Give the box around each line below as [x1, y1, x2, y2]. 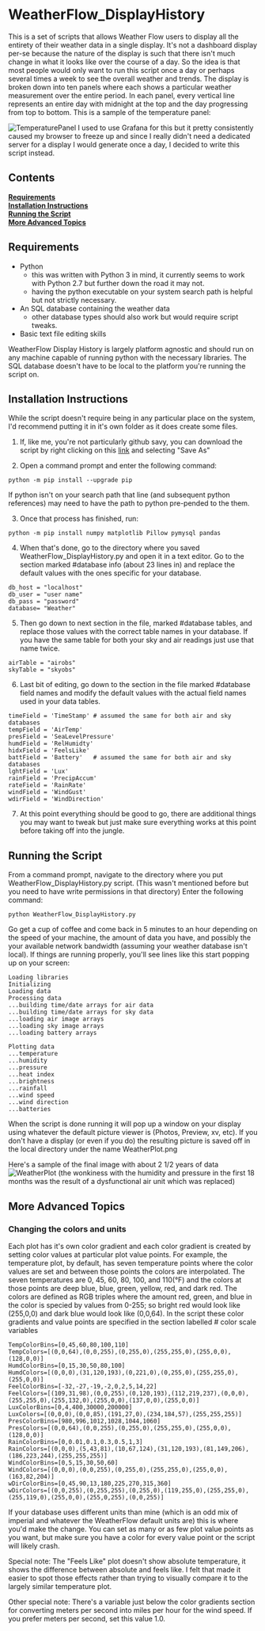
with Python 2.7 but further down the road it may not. [31, 278, 205, 288]
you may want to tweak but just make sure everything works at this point [19, 818, 257, 827]
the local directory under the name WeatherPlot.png [8, 1144, 178, 1154]
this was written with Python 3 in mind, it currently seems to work [31, 269, 245, 279]
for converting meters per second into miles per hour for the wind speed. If [8, 1605, 252, 1614]
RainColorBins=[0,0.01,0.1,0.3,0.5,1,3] [8, 1438, 144, 1446]
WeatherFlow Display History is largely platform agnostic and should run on [8, 344, 255, 353]
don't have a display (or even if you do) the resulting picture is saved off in [8, 1136, 251, 1146]
